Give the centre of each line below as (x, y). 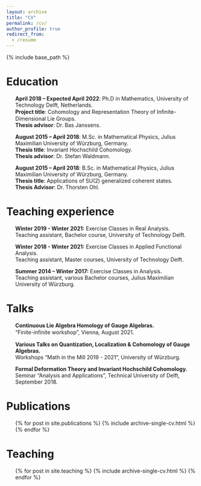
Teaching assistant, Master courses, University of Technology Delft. (99, 259)
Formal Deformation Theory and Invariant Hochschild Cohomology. (101, 369)
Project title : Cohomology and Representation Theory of (85, 112)
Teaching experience (60, 212)
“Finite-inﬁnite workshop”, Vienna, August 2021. (75, 332)
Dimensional (30, 118)
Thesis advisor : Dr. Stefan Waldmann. (62, 156)
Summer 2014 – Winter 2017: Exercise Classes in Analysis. (88, 271)
